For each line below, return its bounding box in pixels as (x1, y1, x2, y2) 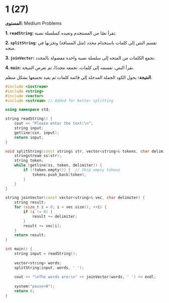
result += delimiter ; (32, 214, 78, 219)
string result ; (14, 200, 46, 205)
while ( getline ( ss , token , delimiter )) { (14, 163, 102, 168)
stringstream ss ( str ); (14, 154, 62, 159)
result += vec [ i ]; (23, 223, 62, 229)
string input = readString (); (14, 251, 78, 256)
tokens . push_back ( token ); (32, 172, 87, 177)
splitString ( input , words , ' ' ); (14, 265, 84, 270)
